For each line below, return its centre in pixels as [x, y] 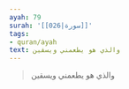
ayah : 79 [25, 17]
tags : [19, 33]
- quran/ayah [33, 42]
